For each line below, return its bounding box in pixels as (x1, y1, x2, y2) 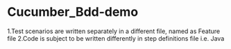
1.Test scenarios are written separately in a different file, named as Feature (7, 27, 221, 35)
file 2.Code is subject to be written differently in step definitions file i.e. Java (7, 34, 225, 42)
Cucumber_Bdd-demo (7, 4, 139, 20)
